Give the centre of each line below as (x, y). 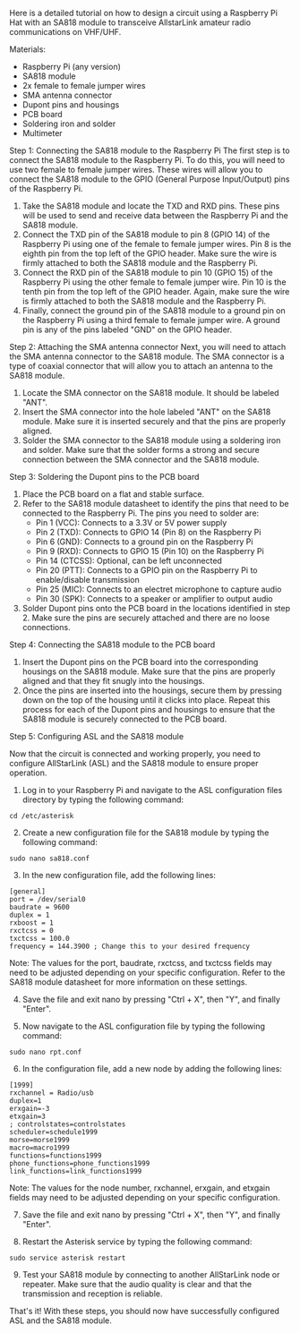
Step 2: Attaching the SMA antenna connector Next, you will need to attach (148, 347)
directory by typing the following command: (103, 799)
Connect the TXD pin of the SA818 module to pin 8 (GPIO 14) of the (146, 235)
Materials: (28, 49)
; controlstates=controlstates (68, 1124)
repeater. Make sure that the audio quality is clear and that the (137, 1284)
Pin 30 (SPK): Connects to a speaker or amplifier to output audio (154, 598)
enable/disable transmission (88, 580)
